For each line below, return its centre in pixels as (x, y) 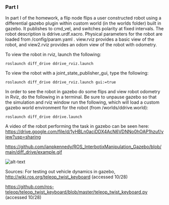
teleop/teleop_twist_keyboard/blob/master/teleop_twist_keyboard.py (76, 192)
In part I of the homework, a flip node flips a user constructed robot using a (83, 18)
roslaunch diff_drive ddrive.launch (44, 117)
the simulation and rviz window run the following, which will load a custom (82, 102)
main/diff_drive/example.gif (34, 152)
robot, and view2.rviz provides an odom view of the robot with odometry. (81, 45)
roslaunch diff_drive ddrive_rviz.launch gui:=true (61, 82)
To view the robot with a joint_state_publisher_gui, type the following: (77, 73)
